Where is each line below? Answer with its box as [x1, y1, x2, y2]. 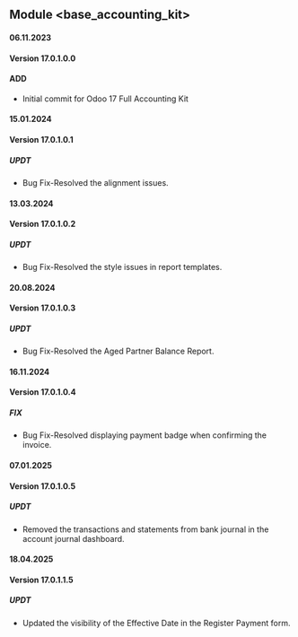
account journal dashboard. [22, 533, 125, 544]
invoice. [22, 440, 52, 450]
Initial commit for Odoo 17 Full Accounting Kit [22, 93, 188, 104]
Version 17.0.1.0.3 [9, 302, 76, 313]
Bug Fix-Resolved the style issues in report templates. [22, 262, 223, 273]
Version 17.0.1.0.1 [9, 134, 74, 144]
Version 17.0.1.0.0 [9, 53, 76, 64]
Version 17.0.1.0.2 [9, 219, 76, 230]
